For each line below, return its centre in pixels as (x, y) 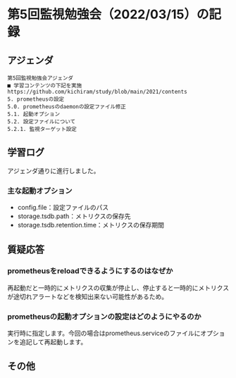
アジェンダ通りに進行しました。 (54, 170)
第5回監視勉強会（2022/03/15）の (108, 14)
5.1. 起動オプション (34, 114)
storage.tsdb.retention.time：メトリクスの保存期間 (91, 225)
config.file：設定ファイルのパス (63, 208)
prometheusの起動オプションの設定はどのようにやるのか (105, 316)
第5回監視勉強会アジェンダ (41, 78)
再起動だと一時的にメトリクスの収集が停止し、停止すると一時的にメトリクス (118, 288)
